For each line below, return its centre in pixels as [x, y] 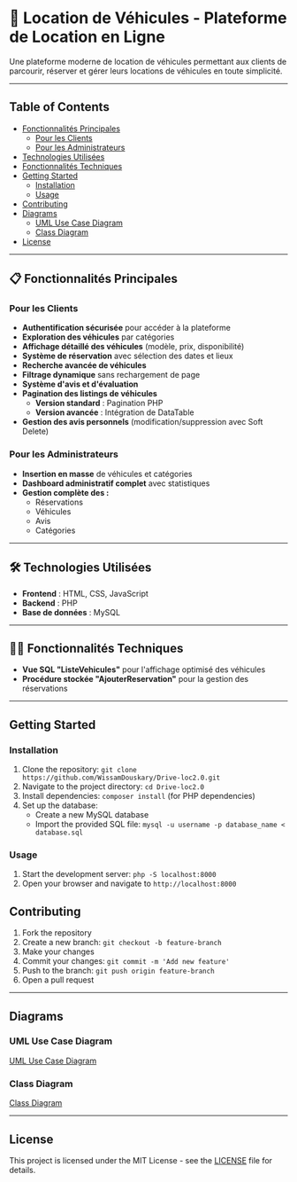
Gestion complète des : [65, 492]
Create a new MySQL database [92, 815]
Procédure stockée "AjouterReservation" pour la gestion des [135, 679]
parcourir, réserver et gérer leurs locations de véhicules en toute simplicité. [146, 71]
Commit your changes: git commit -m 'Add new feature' [126, 961]
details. [23, 1170]
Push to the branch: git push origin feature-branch [118, 971]
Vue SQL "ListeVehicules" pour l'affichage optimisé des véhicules [144, 669]
